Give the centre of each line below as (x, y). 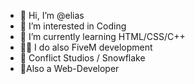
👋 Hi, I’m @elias (52, 15)
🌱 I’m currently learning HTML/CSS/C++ (102, 36)
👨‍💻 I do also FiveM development (86, 47)
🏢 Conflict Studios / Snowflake (82, 58)
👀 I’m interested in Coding (73, 26)
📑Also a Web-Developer (69, 68)
